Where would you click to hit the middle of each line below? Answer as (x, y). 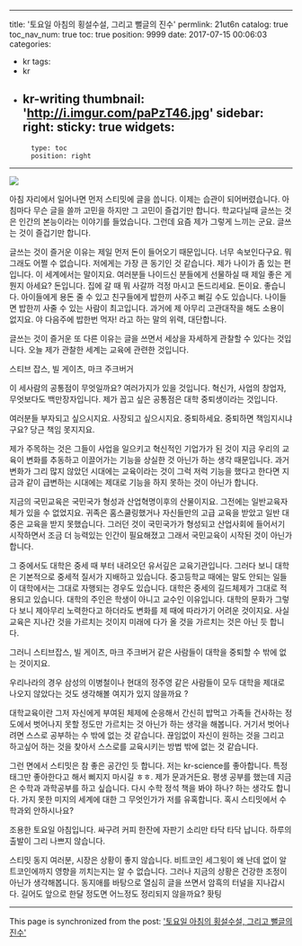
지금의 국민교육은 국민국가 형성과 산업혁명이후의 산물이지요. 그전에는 (129, 501)
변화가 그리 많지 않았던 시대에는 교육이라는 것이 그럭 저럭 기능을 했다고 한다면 (145, 471)
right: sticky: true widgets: (98, 127)
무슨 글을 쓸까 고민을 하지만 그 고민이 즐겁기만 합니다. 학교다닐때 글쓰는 (158, 210)
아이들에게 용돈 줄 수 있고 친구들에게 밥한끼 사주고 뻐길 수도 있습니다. (142, 297)
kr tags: (36, 61)
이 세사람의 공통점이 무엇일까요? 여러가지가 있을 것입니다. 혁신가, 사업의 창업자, (148, 388)
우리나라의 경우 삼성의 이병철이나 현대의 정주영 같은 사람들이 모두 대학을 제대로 (147, 682)
